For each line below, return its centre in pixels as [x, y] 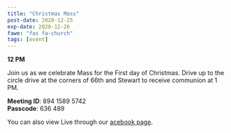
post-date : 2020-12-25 [40, 20]
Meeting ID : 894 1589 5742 [47, 101]
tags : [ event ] [28, 40]
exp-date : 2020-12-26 [39, 26]
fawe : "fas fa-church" [40, 33]
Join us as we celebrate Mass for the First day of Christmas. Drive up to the [116, 73]
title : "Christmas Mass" [43, 14]
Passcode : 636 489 [36, 109]
